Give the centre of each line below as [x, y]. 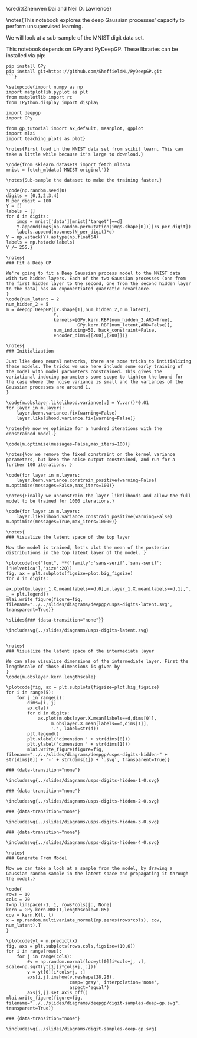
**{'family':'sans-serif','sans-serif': [112, 563]
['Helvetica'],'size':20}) [39, 568]
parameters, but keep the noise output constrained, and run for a [91, 460]
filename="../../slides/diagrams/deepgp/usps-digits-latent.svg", [89, 604]
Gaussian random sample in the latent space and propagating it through [97, 874]
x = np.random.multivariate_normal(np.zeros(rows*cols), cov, [84, 920]
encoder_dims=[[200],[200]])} [91, 335]
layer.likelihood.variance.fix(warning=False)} [76, 418]
